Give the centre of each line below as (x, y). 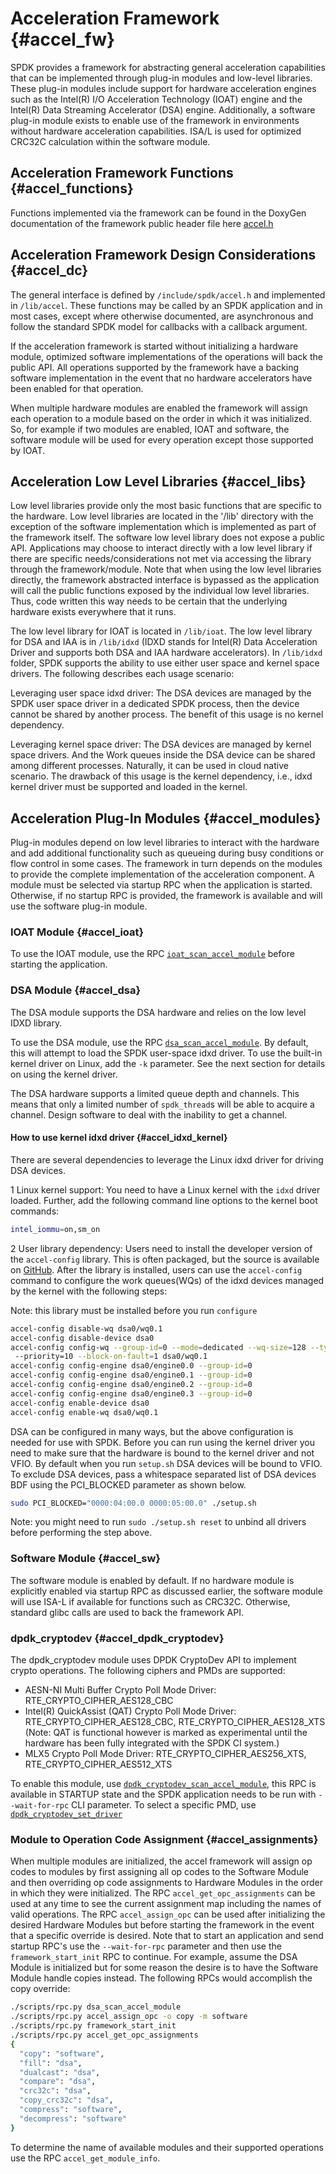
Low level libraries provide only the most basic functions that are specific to (166, 506)
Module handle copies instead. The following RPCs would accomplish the (161, 1978)
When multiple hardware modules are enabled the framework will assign (159, 408)
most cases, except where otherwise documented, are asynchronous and (162, 316)
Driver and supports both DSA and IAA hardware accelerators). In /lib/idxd (166, 653)
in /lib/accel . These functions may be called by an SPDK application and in (166, 305)
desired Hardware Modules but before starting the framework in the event (162, 1925)
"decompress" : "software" (73, 2118)
